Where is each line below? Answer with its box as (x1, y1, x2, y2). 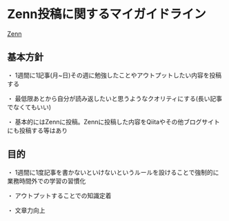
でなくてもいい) (7, 103, 52, 111)
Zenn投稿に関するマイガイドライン (7, 6, 207, 22)
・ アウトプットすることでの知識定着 (7, 191, 112, 200)
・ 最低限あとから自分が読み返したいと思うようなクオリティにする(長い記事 (7, 94, 223, 102)
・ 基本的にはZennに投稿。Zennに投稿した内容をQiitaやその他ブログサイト (7, 117, 220, 126)
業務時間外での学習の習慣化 (7, 177, 86, 185)
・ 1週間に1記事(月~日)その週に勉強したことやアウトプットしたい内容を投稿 (7, 70, 222, 79)
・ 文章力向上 (7, 206, 46, 214)
